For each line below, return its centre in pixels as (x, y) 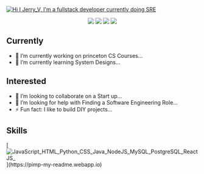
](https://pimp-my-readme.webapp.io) (54, 165)
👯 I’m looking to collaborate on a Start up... (69, 96)
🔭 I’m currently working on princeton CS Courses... (79, 55)
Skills (17, 131)
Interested (26, 81)
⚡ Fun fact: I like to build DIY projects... (64, 109)
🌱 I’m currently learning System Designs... (68, 62)
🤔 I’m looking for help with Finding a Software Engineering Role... (97, 102)
